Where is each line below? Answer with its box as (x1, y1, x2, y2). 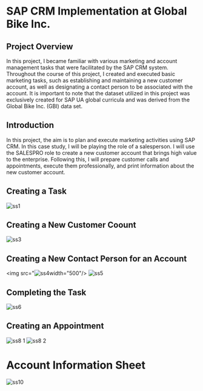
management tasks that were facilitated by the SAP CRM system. (6, 64, 168, 71)
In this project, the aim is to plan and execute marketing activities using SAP (6, 136, 196, 143)
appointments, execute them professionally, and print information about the (6, 162, 195, 169)
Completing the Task (6, 287, 87, 297)
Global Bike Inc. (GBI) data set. (6, 103, 83, 110)
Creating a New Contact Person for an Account (6, 253, 187, 263)
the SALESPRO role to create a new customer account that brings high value (6, 149, 197, 156)
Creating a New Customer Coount (6, 220, 136, 230)
